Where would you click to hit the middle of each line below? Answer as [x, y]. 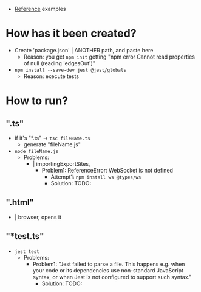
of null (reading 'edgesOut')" [59, 63]
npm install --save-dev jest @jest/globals [70, 70]
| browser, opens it [38, 217]
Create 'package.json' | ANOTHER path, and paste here [84, 50]
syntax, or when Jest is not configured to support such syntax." [112, 277]
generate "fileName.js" [52, 144]
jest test [27, 251]
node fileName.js [36, 151]
